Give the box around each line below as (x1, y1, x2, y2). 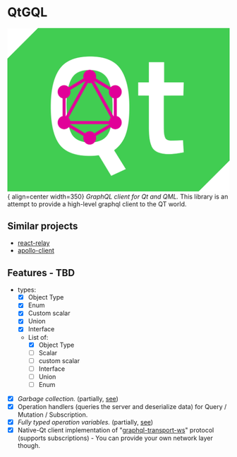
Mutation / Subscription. (17, 410, 88, 419)
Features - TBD (7, 266, 75, 279)
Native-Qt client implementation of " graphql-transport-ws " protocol (17, 426, 214, 434)
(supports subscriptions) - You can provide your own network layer (17, 434, 214, 442)
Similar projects (7, 220, 78, 232)
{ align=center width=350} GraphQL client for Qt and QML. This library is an (7, 192, 229, 201)
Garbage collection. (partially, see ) (17, 394, 119, 403)
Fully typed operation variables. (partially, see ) (17, 418, 154, 426)
